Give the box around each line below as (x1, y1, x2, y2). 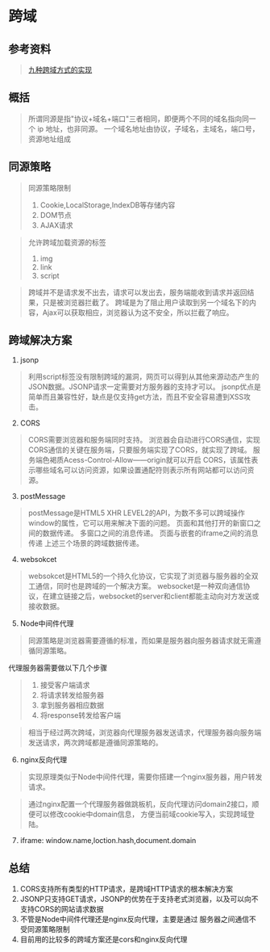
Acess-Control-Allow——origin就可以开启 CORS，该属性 (63, 455, 251, 465)
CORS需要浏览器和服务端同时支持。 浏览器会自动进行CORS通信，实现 (27, 435, 260, 445)
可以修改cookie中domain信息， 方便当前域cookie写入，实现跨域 (35, 809, 248, 820)
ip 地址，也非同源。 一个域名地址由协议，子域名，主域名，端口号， (37, 124, 260, 133)
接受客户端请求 (39, 680, 90, 690)
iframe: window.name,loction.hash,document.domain (19, 836, 197, 845)
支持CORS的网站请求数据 (19, 904, 104, 914)
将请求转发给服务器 (39, 690, 105, 700)
